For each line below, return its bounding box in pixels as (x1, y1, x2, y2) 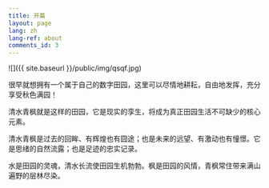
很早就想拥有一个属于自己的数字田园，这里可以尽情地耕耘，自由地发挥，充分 (8, 80, 261, 90)
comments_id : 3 (8, 42, 59, 50)
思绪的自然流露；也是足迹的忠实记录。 (14, 144, 142, 154)
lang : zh (8, 26, 38, 34)
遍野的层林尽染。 (8, 171, 65, 181)
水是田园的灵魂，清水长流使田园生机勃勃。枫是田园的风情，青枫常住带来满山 (8, 161, 261, 170)
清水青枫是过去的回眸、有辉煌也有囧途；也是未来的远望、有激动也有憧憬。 (8, 134, 254, 144)
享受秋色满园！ (8, 90, 58, 100)
